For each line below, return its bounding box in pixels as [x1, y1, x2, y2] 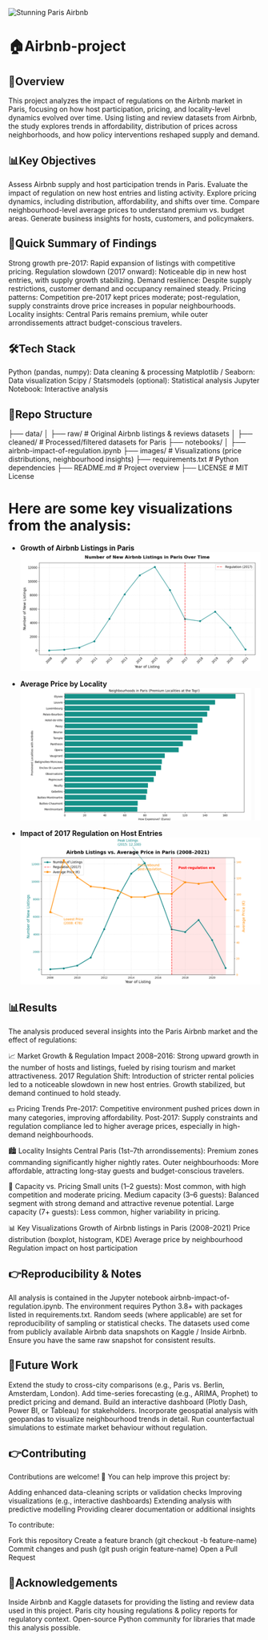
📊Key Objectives [8, 154, 96, 168]
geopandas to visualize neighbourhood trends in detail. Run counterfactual [8, 1414, 254, 1423]
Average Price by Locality [19, 679, 108, 688]
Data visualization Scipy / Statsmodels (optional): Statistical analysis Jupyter [8, 375, 260, 385]
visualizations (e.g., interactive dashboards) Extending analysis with [8, 1496, 232, 1506]
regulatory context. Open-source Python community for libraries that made [8, 1614, 256, 1624]
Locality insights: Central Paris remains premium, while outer [8, 309, 208, 319]
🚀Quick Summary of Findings [8, 237, 158, 250]
